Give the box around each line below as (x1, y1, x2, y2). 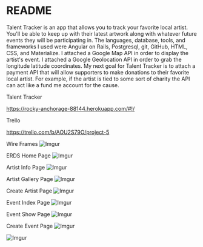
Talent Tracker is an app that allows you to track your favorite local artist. (6, 24, 188, 31)
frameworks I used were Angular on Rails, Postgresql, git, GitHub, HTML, (6, 43, 188, 50)
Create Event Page (6, 222, 53, 229)
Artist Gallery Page (6, 175, 53, 182)
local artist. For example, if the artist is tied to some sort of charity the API (6, 75, 190, 82)
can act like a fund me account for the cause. (6, 81, 119, 88)
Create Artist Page (6, 187, 53, 194)
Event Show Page (6, 210, 50, 218)
